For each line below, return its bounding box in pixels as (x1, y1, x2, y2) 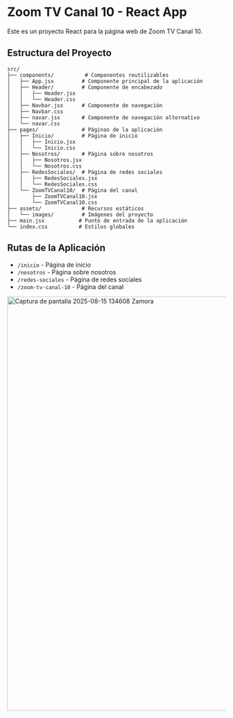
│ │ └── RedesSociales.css (7, 181, 98, 188)
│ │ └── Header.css (7, 96, 76, 103)
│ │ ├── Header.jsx (7, 89, 76, 97)
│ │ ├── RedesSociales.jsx (7, 175, 98, 182)
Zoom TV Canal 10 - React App (7, 4, 187, 20)
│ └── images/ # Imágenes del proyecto (7, 211, 154, 218)
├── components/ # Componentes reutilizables (7, 71, 169, 78)
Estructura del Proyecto (7, 47, 112, 59)
